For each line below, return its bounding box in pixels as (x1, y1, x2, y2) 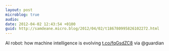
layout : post (5, 7, 33, 13)
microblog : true (5, 12, 39, 17)
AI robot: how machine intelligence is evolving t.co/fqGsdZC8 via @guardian (5, 40, 164, 46)
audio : (5, 17, 19, 22)
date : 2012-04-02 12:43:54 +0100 (5, 21, 76, 27)
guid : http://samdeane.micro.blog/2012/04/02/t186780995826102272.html (5, 26, 159, 31)
